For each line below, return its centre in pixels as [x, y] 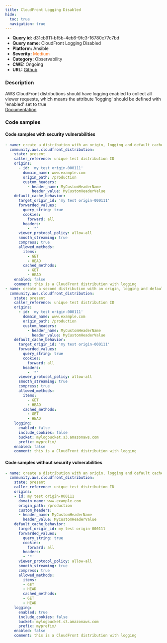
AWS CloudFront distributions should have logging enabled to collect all [79, 93]
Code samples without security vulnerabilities [54, 462]
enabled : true [33, 612]
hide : [11, 14]
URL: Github [25, 70]
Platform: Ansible [30, 48]
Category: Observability [37, 59]
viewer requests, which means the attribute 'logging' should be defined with [83, 99]
